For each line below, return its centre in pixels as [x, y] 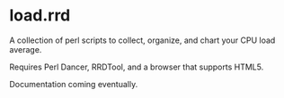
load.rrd [40, 16]
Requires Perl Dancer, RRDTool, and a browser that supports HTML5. [137, 67]
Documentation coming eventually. [74, 84]
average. [26, 49]
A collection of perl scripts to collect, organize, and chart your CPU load [142, 40]
